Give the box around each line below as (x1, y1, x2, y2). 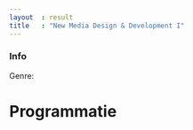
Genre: (9, 70, 35, 80)
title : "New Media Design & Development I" (9, 21, 185, 30)
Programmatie (9, 101, 117, 121)
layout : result (9, 12, 74, 22)
